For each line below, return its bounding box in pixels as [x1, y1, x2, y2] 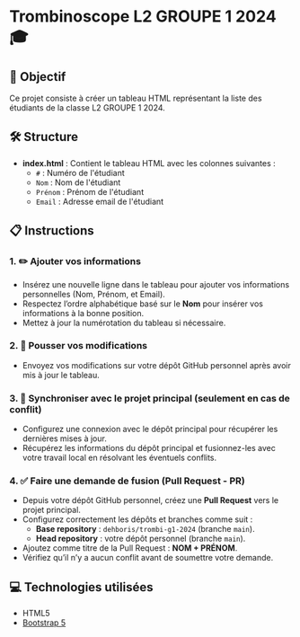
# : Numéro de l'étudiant [35, 167, 126, 178]
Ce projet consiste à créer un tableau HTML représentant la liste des [9, 93, 262, 103]
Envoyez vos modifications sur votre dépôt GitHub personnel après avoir [22, 359, 292, 370]
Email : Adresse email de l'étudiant [35, 196, 164, 207]
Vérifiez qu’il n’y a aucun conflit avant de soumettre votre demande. [22, 553, 274, 563]
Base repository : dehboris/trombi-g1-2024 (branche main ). [35, 524, 255, 535]
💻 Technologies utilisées [9, 579, 154, 595]
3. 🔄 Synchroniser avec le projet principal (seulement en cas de [9, 392, 290, 404]
